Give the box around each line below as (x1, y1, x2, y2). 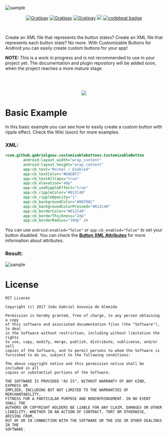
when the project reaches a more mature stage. (5, 65, 103, 71)
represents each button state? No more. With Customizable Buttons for (5, 40, 151, 45)
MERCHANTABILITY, (5, 391, 41, 397)
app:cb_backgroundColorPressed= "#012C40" (23, 204, 111, 209)
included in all (5, 365, 39, 370)
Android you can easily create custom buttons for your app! (5, 45, 128, 51)
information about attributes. (5, 237, 64, 243)
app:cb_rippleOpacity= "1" (23, 195, 77, 200)
